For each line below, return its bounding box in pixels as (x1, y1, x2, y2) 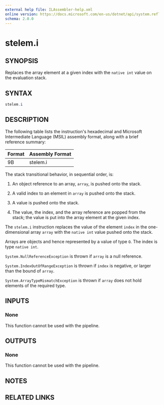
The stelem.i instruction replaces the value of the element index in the (5, 224, 147, 230)
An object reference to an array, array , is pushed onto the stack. (12, 180, 142, 186)
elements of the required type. (5, 282, 66, 289)
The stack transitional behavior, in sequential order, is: (5, 171, 114, 177)
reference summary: (5, 139, 46, 145)
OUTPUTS (5, 337, 37, 345)
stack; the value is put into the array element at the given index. (12, 214, 140, 220)
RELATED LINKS (5, 393, 55, 402)
